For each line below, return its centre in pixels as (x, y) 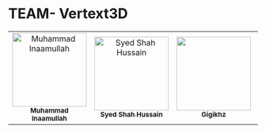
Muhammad (49, 110)
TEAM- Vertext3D (68, 14)
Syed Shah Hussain (131, 114)
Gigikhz (214, 114)
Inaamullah (49, 118)
